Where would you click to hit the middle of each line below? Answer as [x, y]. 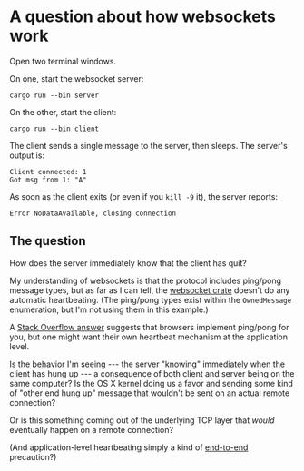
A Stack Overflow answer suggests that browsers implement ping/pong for [149, 327]
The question [48, 241]
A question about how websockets [143, 17]
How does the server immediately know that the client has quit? [128, 263]
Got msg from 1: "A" [49, 180]
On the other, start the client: [63, 112]
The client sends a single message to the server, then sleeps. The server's [148, 145]
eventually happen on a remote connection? [92, 429]
